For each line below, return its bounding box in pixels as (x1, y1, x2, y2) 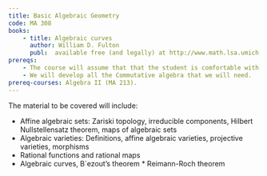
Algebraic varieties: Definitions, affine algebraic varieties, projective (19, 133, 244, 142)
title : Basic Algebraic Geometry (8, 11, 120, 20)
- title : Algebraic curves (22, 34, 113, 42)
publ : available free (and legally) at (29, 49, 166, 57)
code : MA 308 (8, 19, 52, 27)
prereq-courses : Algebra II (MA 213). (8, 78, 137, 86)
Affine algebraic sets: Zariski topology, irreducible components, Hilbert (19, 116, 253, 126)
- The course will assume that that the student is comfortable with (22, 64, 260, 72)
